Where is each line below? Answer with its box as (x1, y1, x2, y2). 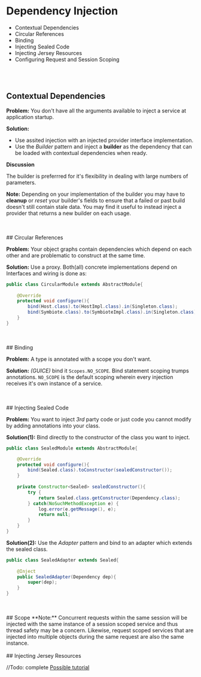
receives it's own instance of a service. (6, 380, 103, 387)
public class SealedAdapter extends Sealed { (6, 557, 119, 563)
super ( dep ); (28, 579, 58, 585)
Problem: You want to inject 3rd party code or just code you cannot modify (6, 415, 191, 423)
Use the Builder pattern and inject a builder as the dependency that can (14, 142, 193, 150)
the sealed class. (6, 545, 48, 552)
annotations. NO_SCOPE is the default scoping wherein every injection (6, 373, 173, 381)
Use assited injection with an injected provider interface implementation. (14, 136, 193, 144)
